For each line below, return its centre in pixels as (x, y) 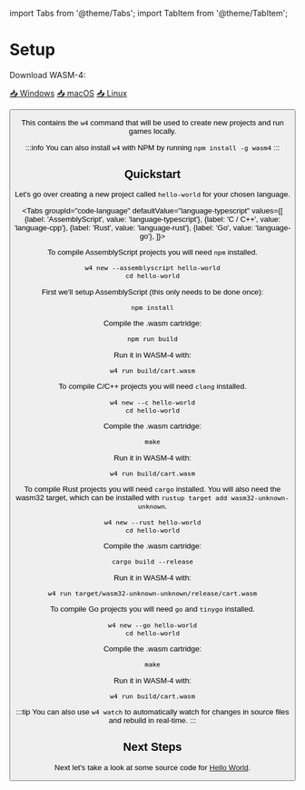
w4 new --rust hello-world (152, 522)
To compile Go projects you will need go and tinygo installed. (152, 610)
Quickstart (152, 174)
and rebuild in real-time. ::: (152, 720)
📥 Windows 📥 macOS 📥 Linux (69, 93)
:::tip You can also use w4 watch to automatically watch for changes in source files (152, 712)
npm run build (152, 339)
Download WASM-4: (48, 75)
